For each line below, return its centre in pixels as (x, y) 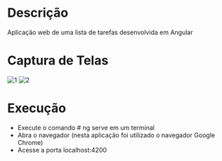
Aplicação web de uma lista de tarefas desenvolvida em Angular (100, 32)
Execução (37, 108)
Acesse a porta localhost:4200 (62, 150)
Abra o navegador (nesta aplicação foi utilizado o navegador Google (116, 135)
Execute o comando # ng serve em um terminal (86, 127)
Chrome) (30, 142)
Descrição (38, 13)
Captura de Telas (58, 61)
